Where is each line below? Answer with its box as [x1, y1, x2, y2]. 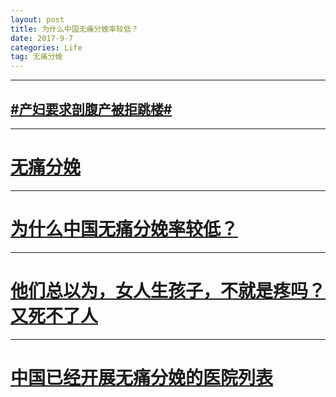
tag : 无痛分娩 [10, 52, 63, 62]
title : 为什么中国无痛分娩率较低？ [10, 24, 139, 34]
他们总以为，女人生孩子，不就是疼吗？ [10, 280, 327, 302]
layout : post [10, 14, 65, 25]
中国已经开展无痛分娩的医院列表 [10, 366, 274, 389]
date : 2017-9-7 [10, 33, 74, 43]
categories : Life [10, 42, 83, 53]
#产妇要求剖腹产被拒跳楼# [10, 101, 173, 118]
